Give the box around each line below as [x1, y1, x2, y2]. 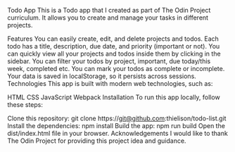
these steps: [7, 101, 44, 108]
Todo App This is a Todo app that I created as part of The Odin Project [7, 6, 211, 14]
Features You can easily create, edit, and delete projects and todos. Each [7, 34, 220, 43]
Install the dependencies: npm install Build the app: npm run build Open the [7, 122, 225, 129]
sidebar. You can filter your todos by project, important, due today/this [7, 57, 211, 65]
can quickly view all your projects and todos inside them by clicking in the [7, 49, 221, 58]
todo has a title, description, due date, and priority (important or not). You [7, 42, 220, 50]
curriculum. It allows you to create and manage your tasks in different [7, 13, 209, 22]
